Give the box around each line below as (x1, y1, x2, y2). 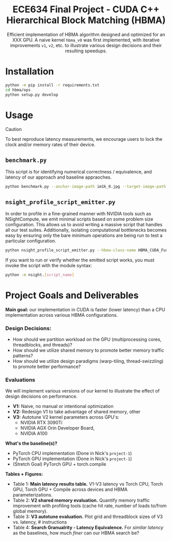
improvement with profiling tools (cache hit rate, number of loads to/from (12, 503, 167, 509)
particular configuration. (5, 237, 56, 244)
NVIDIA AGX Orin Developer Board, (20, 425, 95, 431)
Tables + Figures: (5, 471, 44, 477)
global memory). (12, 508, 48, 514)
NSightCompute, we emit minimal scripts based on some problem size (5, 216, 154, 222)
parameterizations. (12, 492, 53, 498)
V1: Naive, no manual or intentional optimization (12, 403, 114, 409)
